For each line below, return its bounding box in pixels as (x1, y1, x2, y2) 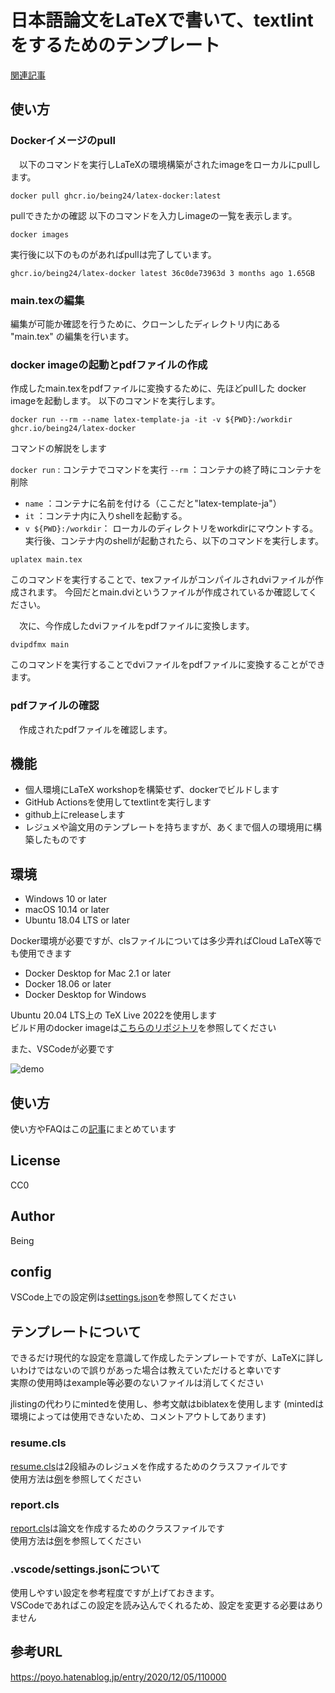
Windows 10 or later (24, 893, 107, 905)
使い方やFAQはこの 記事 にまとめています (10, 1122, 177, 1135)
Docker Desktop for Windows (24, 989, 147, 1001)
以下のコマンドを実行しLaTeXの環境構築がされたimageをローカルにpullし (18, 158, 321, 170)
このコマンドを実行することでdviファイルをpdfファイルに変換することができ (10, 659, 326, 671)
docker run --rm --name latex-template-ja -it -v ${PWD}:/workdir (10, 415, 293, 425)
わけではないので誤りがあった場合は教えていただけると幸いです (18, 1364, 282, 1376)
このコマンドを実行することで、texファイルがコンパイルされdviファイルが (10, 574, 315, 586)
